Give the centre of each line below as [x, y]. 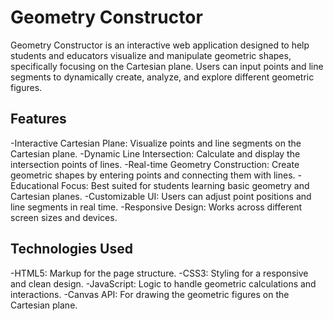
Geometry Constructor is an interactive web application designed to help [160, 45]
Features [38, 119]
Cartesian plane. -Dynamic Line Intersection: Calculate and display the [155, 153]
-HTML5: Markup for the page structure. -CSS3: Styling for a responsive [159, 273]
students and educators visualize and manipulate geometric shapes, [151, 55]
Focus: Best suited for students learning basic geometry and [185, 185]
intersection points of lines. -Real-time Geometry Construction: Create [155, 164]
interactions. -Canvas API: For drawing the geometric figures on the [150, 294]
